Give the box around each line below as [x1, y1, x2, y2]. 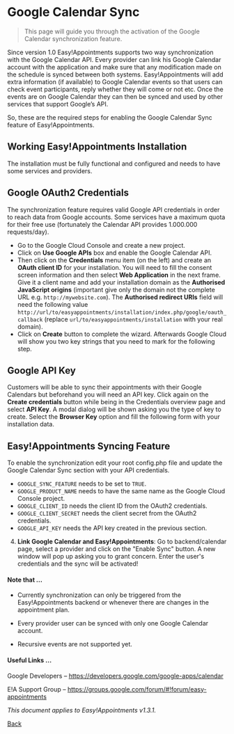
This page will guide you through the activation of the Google [24, 27, 201, 35]
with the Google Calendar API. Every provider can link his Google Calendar [7, 55, 221, 63]
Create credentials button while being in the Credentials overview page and [7, 398, 226, 406]
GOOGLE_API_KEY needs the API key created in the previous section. [17, 524, 208, 532]
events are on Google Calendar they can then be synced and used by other [7, 92, 223, 101]
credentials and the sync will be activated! [17, 559, 139, 568]
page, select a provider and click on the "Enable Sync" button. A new [17, 545, 216, 553]
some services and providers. [7, 166, 93, 175]
